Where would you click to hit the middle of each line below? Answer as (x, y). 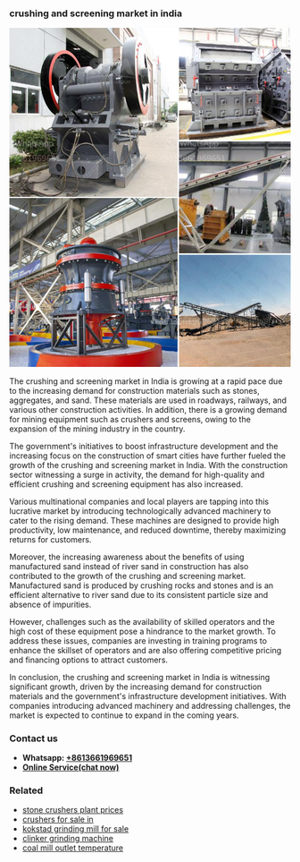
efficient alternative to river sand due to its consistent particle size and (139, 594)
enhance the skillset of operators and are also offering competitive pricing (146, 650)
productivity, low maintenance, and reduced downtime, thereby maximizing (148, 530)
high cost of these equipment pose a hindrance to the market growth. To (143, 631)
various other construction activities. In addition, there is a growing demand (148, 409)
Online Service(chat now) (71, 767)
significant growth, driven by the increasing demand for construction (136, 687)
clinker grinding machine (68, 839)
